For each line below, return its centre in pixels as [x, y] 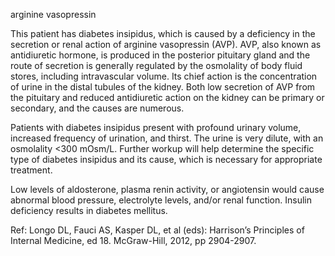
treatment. [31, 170]
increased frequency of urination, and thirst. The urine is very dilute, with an [167, 138]
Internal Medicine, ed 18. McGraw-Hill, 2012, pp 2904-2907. [133, 240]
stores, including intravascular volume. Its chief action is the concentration [164, 76]
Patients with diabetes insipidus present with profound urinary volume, [156, 127]
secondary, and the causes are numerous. [97, 108]
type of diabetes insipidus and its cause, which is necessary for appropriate [166, 159]
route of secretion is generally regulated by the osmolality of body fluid [156, 65]
